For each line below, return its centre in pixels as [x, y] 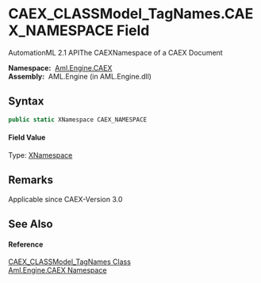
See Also [31, 224]
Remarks [31, 180]
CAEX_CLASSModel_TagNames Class [69, 262]
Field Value [27, 138]
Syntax [26, 101]
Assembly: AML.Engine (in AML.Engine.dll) [80, 76]
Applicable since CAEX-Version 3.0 [65, 199]
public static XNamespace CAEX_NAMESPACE [78, 120]
